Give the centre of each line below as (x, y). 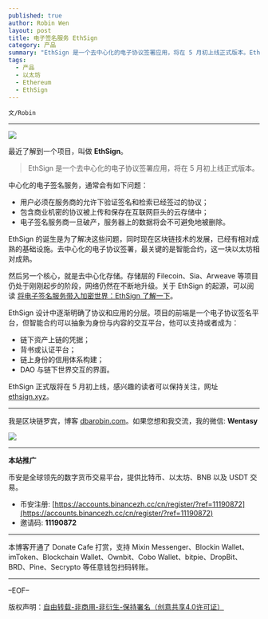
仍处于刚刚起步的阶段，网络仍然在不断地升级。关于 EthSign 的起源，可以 (128, 286)
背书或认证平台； (48, 350)
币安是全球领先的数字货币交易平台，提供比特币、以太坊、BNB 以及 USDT (128, 477)
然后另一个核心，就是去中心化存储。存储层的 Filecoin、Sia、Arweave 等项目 (134, 276)
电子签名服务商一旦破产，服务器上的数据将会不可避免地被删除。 (124, 222)
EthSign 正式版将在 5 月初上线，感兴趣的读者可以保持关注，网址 (113, 387)
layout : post (30, 30)
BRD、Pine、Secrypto (45, 567)
